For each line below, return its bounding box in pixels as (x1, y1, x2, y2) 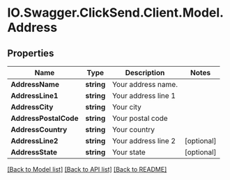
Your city (112, 102, 141, 112)
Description (125, 68, 165, 77)
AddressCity (10, 102, 54, 112)
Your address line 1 (112, 91, 176, 100)
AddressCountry (10, 125, 68, 134)
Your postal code (112, 113, 169, 123)
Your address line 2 (112, 136, 176, 145)
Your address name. (112, 80, 178, 89)
